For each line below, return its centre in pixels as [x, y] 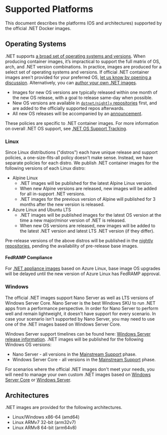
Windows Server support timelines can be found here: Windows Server [78, 334]
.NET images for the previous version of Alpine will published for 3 [87, 199]
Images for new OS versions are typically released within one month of [85, 92]
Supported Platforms [49, 9]
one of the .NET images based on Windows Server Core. [63, 324]
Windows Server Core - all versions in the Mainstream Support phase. [84, 359]
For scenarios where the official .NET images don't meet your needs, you [80, 369]
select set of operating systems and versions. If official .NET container [77, 72]
